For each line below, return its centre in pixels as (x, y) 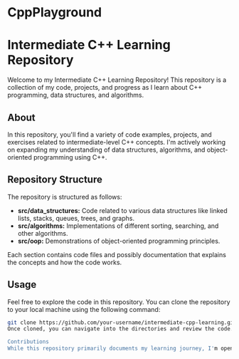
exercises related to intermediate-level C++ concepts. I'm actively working (117, 142)
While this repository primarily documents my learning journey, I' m (113, 349)
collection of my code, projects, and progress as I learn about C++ (105, 88)
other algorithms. (43, 233)
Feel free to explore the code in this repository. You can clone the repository (119, 302)
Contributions (28, 342)
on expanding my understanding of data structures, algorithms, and (106, 150)
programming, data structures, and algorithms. (76, 95)
